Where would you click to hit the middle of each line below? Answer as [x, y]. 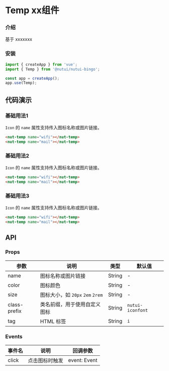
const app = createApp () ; [32, 78]
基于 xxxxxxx [19, 39]
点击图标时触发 [46, 360]
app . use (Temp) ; [21, 83]
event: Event [83, 360]
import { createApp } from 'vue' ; [41, 64]
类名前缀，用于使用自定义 [70, 304]
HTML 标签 [53, 321]
